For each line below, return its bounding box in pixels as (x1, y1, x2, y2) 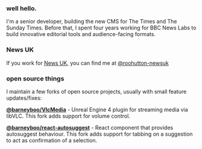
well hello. (6, 4, 37, 13)
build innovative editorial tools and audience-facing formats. (6, 31, 156, 38)
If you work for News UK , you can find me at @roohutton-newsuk (6, 59, 169, 67)
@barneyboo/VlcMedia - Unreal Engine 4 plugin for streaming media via (6, 106, 188, 113)
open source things (6, 74, 65, 82)
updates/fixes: (6, 94, 42, 102)
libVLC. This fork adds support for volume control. (6, 112, 131, 120)
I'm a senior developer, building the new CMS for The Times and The (6, 18, 177, 25)
